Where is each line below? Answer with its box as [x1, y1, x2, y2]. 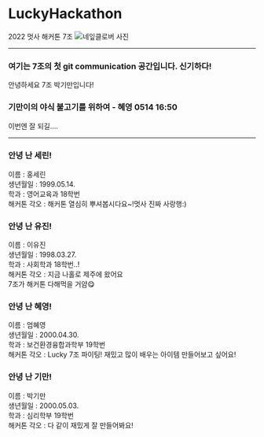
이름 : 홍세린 [8, 169, 46, 179]
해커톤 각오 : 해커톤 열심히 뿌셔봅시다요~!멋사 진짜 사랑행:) [8, 198, 187, 209]
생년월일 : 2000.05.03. [8, 401, 79, 410]
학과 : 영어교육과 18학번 [8, 189, 81, 198]
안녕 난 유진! [8, 220, 53, 231]
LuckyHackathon [8, 5, 123, 23]
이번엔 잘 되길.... [8, 121, 59, 131]
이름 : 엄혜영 [8, 320, 46, 330]
